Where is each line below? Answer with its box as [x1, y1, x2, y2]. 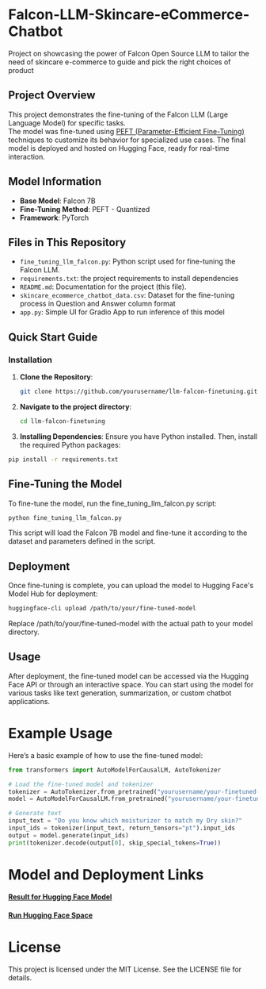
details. [8, 973, 32, 982]
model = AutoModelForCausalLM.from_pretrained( [8, 795, 169, 803]
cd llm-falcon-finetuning [19, 417, 105, 425]
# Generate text [8, 810, 62, 818]
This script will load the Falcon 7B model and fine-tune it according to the [8, 528, 248, 537]
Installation [8, 354, 53, 365]
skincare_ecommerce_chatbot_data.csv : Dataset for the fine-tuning [19, 291, 235, 300]
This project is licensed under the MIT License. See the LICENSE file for [8, 964, 242, 974]
